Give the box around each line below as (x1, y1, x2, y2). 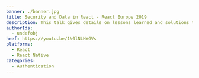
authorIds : (6, 25, 33, 31)
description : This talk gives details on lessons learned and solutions (6, 19, 190, 25)
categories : (6, 57, 36, 63)
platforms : (6, 42, 33, 48)
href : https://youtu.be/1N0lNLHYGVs (6, 36, 97, 42)
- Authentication (11, 63, 54, 69)
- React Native (11, 52, 49, 58)
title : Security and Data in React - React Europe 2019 (6, 14, 147, 20)
